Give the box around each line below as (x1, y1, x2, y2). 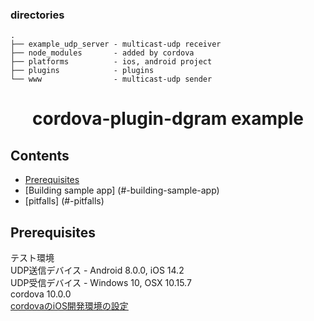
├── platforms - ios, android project (10, 57, 213, 67)
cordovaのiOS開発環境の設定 (10, 300, 129, 312)
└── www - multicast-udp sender (10, 74, 213, 85)
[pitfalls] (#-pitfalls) (24, 195, 105, 207)
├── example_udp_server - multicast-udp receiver (10, 39, 222, 50)
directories (10, 8, 65, 22)
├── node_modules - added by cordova (10, 48, 195, 58)
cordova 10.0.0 (10, 288, 72, 300)
